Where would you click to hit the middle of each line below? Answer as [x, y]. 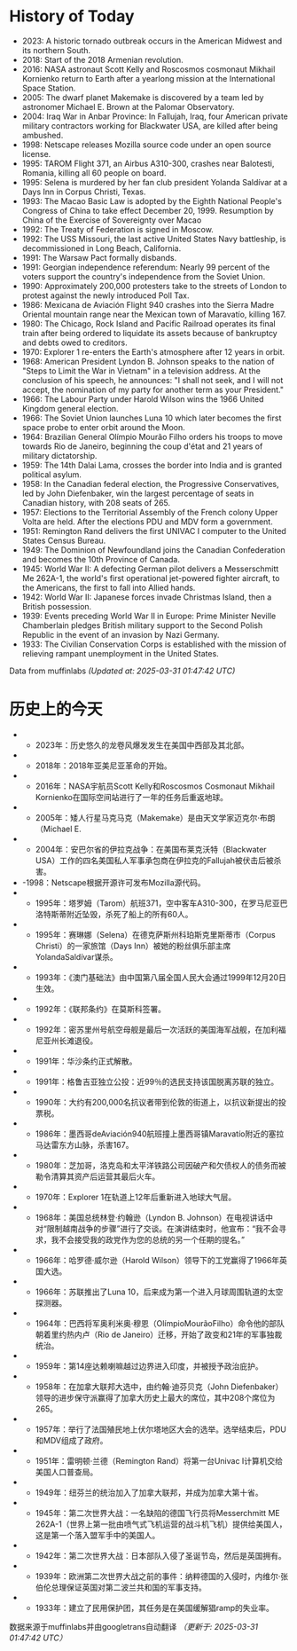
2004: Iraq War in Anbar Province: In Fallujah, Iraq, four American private [155, 116]
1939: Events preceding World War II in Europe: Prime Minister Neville [149, 616]
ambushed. [43, 135]
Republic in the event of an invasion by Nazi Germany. [121, 634]
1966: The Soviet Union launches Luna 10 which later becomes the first [152, 418]
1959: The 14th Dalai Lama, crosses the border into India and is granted [152, 465]
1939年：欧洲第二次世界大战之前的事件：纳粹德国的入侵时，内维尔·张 [162, 1576]
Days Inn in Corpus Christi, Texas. [84, 192]
